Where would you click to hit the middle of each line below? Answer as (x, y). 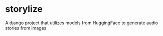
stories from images (26, 28)
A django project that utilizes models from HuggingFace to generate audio (82, 23)
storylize (24, 9)
